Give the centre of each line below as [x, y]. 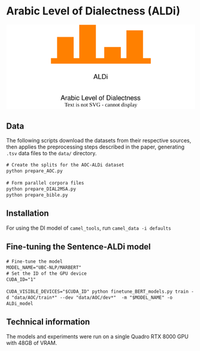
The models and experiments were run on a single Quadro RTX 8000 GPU [97, 336]
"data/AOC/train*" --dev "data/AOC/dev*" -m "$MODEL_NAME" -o [92, 298]
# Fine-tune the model [34, 261]
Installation [28, 214]
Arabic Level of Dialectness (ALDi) [93, 11]
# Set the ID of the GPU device [46, 273]
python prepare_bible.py [37, 195]
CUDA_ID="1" [21, 279]
